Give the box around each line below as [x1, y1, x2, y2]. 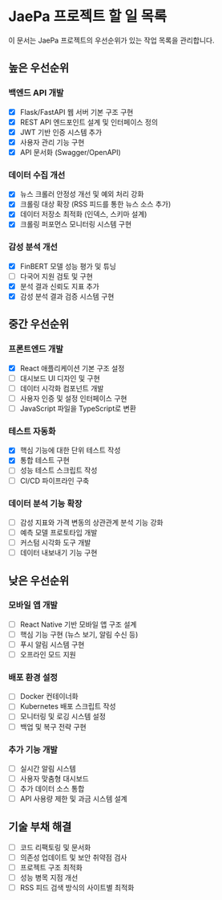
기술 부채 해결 [8, 820, 72, 833]
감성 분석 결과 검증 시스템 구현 [19, 291, 115, 301]
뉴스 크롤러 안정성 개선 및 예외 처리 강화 [19, 190, 144, 199]
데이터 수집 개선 [8, 170, 66, 181]
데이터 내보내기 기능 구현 [19, 548, 98, 558]
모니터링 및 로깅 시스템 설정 [19, 712, 107, 722]
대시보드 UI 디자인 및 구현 [19, 373, 100, 382]
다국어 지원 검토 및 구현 [19, 271, 94, 281]
